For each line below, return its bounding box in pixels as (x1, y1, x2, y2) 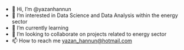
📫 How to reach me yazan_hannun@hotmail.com (11, 37, 133, 44)
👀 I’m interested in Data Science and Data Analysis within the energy (11, 12, 178, 19)
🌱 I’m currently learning (11, 24, 69, 31)
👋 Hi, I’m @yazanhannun (11, 6, 72, 12)
